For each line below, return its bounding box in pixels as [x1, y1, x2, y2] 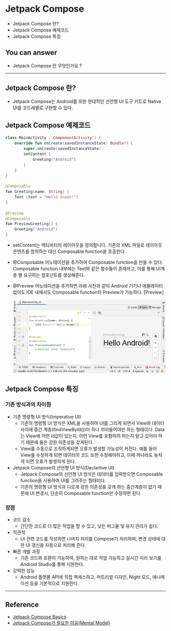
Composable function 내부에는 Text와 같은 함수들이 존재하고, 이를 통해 [12, 266, 155, 272]
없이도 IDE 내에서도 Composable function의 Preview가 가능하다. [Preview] [12, 289, 164, 295]
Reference [5, 600, 39, 609]
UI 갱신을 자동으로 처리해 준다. [25, 542, 86, 548]
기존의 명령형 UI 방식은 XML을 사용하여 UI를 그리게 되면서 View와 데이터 [20, 420, 164, 426]
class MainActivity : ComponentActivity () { [5, 136, 101, 141]
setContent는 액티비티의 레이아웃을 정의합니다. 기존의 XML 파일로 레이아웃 [12, 242, 162, 248]
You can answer [5, 48, 58, 57]
